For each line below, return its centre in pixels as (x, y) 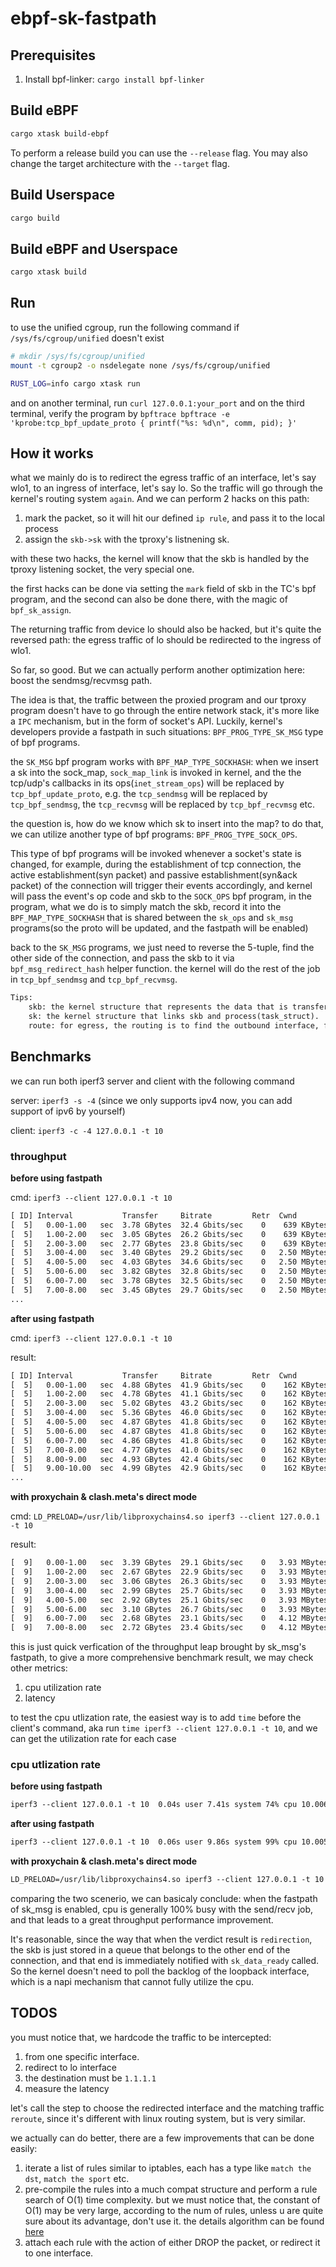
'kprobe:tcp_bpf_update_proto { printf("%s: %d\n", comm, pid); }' (154, 423)
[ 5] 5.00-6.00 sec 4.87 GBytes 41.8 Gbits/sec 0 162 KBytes (169, 1431)
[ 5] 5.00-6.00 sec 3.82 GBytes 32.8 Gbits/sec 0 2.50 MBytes (169, 1272)
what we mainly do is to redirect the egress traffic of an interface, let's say (163, 478)
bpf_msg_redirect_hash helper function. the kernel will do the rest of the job (165, 969)
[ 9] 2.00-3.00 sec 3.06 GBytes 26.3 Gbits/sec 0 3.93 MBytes (169, 1581)
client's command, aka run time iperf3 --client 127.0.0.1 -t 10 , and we (164, 1728)
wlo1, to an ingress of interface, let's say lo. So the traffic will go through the (166, 488)
